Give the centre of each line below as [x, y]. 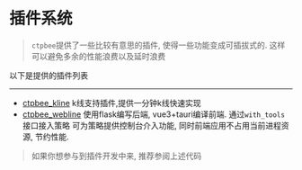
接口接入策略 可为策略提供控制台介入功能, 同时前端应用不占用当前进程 [151, 125]
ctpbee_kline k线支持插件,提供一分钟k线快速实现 [111, 103]
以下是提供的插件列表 [49, 75]
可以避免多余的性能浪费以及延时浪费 [98, 56]
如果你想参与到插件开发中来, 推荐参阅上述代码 [116, 156]
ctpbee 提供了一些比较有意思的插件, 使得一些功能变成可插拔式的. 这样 [158, 45]
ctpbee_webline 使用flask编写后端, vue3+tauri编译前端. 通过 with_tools [154, 114]
